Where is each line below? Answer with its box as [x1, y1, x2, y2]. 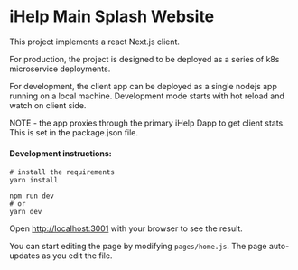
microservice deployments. [9, 63, 111, 74]
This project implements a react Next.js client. [9, 36, 181, 47]
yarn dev [9, 208, 42, 217]
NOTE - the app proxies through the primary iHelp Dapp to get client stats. [9, 117, 286, 128]
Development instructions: [9, 147, 113, 159]
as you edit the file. [42, 250, 113, 261]
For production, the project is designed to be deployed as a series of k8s [9, 53, 280, 64]
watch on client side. [9, 99, 87, 110]
